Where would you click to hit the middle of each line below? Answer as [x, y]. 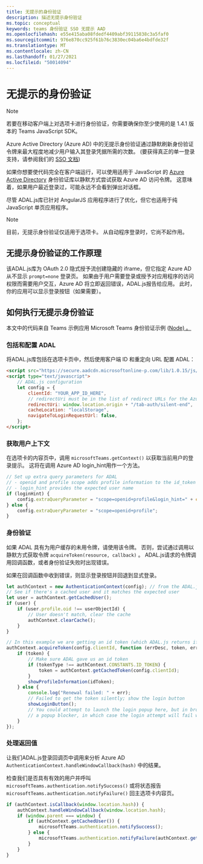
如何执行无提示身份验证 [50, 312]
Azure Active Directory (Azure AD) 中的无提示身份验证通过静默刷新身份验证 [100, 144]
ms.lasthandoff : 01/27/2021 [42, 57]
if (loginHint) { [28, 494]
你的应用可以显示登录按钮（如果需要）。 [55, 291]
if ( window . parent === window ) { [59, 816]
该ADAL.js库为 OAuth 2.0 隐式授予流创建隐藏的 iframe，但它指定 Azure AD [99, 269]
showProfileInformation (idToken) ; [71, 682]
